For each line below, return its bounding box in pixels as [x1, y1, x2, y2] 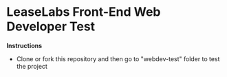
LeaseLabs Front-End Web [6, 4, 161, 20]
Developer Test [6, 19, 96, 34]
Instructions [6, 41, 43, 49]
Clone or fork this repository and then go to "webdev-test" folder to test [16, 54, 220, 63]
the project [16, 62, 47, 70]
